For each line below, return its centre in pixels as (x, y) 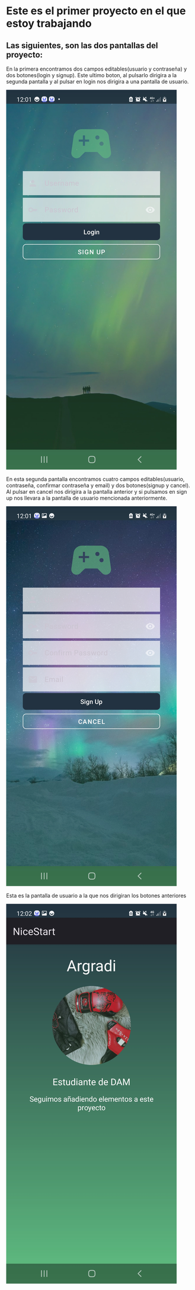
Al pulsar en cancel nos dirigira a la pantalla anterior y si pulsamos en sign (97, 492)
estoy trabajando (49, 23)
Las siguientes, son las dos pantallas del (82, 45)
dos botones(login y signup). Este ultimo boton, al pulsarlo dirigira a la (91, 75)
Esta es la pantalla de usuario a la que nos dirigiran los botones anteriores (96, 895)
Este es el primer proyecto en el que (96, 11)
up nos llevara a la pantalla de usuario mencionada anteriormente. (87, 498)
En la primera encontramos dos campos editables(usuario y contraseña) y (97, 69)
